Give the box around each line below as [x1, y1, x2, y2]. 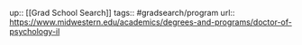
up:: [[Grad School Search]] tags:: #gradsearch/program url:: [9, 8, 235, 18]
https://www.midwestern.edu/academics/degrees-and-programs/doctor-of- [9, 17, 293, 27]
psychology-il [9, 26, 60, 36]
